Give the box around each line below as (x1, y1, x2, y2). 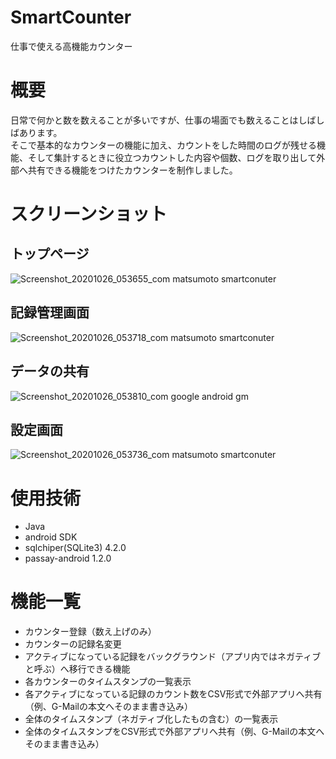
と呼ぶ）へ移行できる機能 (24, 663, 131, 675)
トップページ (10, 246, 90, 263)
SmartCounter (10, 6, 132, 29)
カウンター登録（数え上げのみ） (24, 626, 157, 638)
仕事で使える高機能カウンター (10, 40, 133, 52)
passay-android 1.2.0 (24, 552, 112, 565)
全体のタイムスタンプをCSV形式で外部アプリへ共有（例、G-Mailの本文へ (24, 726, 325, 738)
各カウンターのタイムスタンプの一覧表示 (24, 676, 192, 688)
